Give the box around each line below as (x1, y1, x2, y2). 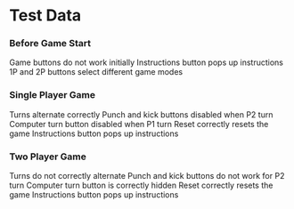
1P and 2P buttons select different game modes (9, 67, 184, 77)
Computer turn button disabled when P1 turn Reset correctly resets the (9, 118, 269, 129)
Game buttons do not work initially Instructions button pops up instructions (9, 57, 283, 68)
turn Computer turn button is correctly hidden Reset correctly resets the (9, 180, 274, 191)
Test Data (9, 5, 82, 26)
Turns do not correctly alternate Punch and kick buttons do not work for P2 (9, 171, 285, 181)
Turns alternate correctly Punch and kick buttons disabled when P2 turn (9, 109, 274, 120)
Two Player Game (9, 150, 87, 163)
